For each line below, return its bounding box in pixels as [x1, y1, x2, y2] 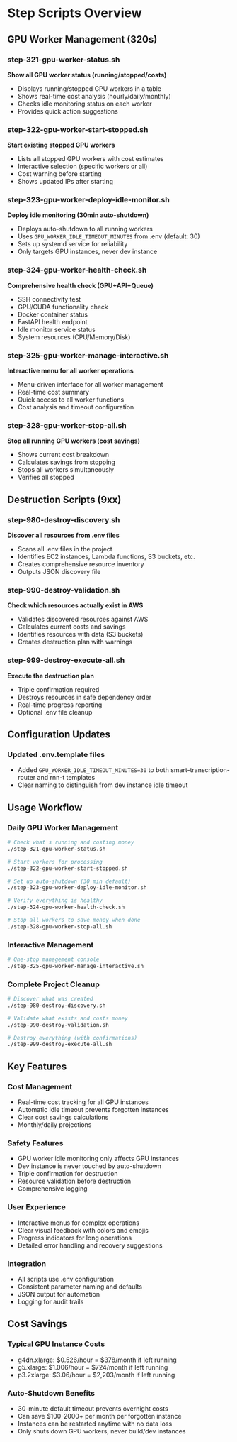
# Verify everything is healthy [7, 897, 103, 904]
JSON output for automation [17, 1289, 100, 1298]
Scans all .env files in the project [17, 545, 113, 554]
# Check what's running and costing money [7, 839, 134, 846]
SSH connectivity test [17, 295, 81, 303]
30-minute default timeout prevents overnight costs [17, 1404, 168, 1413]
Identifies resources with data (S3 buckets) [17, 630, 144, 639]
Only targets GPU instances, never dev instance [17, 247, 158, 256]
